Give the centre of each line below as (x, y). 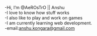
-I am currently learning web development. (48, 23)
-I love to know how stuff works (37, 13)
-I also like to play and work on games (44, 18)
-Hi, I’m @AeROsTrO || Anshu (35, 8)
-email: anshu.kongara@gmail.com (40, 28)
